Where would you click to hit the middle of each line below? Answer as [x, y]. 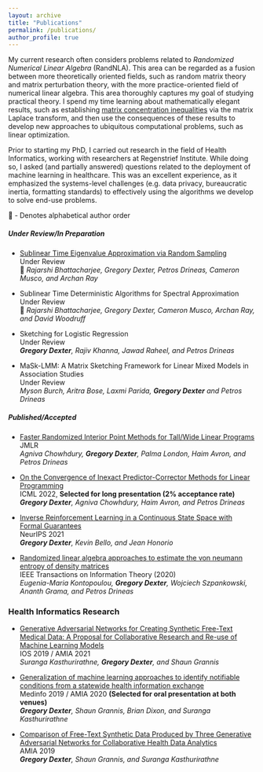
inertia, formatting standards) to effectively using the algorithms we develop [131, 192]
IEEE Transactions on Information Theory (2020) [98, 575]
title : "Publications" [45, 23]
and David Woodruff [53, 318]
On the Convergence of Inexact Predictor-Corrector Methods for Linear [135, 477]
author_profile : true [44, 37]
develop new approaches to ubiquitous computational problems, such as [126, 127]
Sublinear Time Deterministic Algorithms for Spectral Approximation [129, 294]
